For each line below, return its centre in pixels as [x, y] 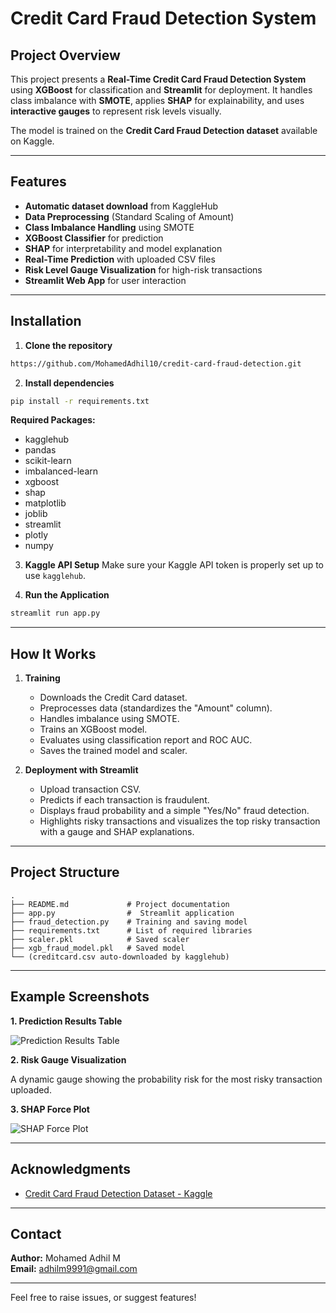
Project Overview [65, 55]
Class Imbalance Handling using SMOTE [109, 227]
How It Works [53, 653]
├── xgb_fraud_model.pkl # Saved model [98, 948]
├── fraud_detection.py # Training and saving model [129, 922]
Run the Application [67, 595]
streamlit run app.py [55, 613]
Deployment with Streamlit [81, 770]
